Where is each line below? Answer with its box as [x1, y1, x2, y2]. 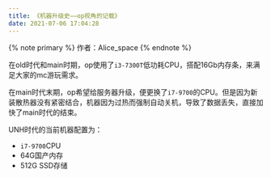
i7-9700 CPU [19, 141, 61, 150]
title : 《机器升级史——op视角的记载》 [8, 11, 121, 20]
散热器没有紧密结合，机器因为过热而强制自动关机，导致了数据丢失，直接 [15, 97, 256, 107]
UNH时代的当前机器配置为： [8, 125, 103, 134]
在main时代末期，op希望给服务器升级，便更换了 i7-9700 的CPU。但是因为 [8, 87, 251, 97]
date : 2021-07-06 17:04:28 [8, 19, 100, 28]
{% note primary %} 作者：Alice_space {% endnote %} [8, 42, 192, 53]
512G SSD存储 [19, 160, 68, 170]
